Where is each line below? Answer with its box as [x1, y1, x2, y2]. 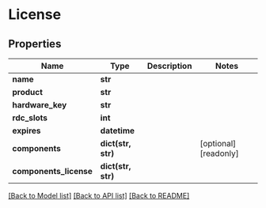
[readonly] [199, 148, 239, 159]
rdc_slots [12, 112, 48, 123]
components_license [12, 166, 93, 176]
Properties [8, 37, 62, 51]
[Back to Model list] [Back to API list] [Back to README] [8, 191, 190, 200]
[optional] [199, 138, 237, 149]
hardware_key [12, 100, 67, 110]
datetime [100, 125, 135, 136]
